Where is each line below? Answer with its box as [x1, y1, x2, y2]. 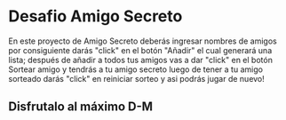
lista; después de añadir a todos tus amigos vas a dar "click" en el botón [8, 54, 273, 65]
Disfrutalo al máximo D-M [8, 100, 153, 115]
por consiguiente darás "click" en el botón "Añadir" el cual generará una [8, 44, 273, 55]
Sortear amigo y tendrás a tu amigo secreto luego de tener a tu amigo [8, 64, 264, 75]
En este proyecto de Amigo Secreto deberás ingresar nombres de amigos [8, 36, 277, 46]
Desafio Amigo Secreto [8, 6, 183, 27]
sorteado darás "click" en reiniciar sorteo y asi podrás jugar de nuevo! [8, 73, 266, 84]
